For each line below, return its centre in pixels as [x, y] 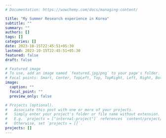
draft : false [19, 60]
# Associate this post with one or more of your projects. [69, 110]
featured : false [22, 55]
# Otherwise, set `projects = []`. [44, 124]
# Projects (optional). [30, 105]
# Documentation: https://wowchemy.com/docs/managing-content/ [72, 10]
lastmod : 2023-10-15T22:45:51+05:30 [43, 51]
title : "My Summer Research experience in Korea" [57, 18]
